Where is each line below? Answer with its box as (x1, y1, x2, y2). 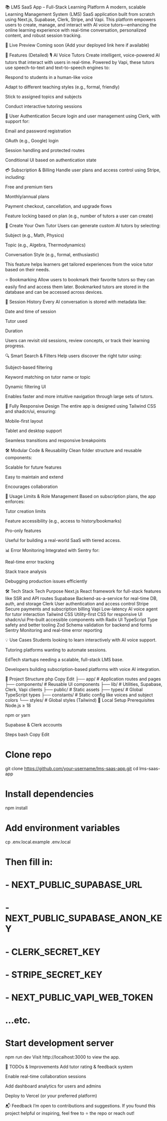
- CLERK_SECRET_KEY (5, 946, 101, 958)
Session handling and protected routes (5, 147, 85, 153)
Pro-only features (5, 528, 41, 534)
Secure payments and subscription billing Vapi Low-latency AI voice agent (5, 606, 158, 612)
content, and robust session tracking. (5, 32, 82, 38)
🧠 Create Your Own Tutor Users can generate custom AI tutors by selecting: (5, 223, 161, 228)
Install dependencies (5, 788, 94, 800)
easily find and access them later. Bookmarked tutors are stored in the (5, 284, 150, 290)
